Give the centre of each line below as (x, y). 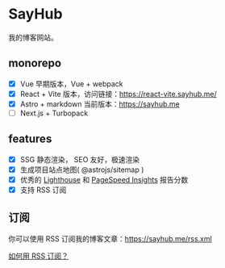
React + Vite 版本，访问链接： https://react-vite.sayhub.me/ (119, 94)
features (30, 139)
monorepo (35, 63)
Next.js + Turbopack (54, 113)
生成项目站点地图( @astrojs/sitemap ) (82, 170)
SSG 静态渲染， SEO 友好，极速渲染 (80, 159)
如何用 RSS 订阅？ (38, 256)
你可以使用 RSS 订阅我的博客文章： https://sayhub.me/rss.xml (110, 238)
